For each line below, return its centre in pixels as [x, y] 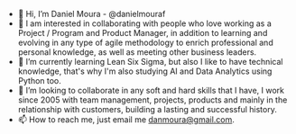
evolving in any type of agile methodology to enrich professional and [145, 42]
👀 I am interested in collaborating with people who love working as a [145, 23]
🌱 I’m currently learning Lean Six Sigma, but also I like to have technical [150, 62]
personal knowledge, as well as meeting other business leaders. [137, 52]
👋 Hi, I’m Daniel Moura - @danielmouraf [92, 14]
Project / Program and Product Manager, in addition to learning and [143, 33]
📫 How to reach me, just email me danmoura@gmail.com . [126, 120]
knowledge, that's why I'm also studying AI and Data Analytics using [145, 71]
